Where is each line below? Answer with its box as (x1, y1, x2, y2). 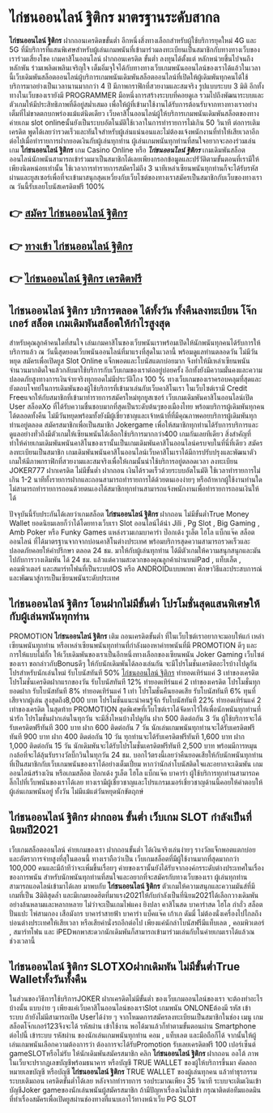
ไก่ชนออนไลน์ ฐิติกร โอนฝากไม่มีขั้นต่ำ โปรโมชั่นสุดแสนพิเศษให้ (9, 597, 260, 611)
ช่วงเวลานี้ (9, 935, 36, 945)
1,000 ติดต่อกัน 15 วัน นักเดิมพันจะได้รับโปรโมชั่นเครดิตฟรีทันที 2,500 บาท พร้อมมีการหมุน (9, 741, 258, 750)
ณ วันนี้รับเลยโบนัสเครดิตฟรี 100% (9, 181, 105, 191)
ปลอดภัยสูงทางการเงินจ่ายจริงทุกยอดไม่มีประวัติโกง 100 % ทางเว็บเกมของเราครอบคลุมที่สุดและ (9, 374, 262, 384)
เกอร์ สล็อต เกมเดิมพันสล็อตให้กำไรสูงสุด (9, 316, 171, 330)
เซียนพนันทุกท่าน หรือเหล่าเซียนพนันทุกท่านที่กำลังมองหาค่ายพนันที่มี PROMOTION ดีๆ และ (9, 640, 258, 650)
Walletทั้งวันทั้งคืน (9, 972, 87, 986)
